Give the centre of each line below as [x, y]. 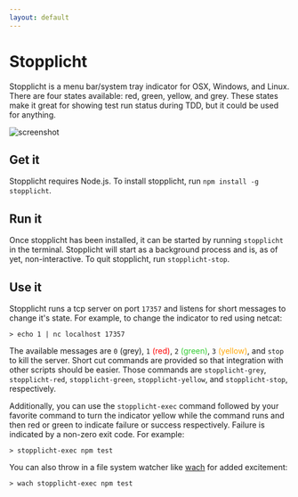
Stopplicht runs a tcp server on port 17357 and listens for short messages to [148, 309]
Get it [24, 160]
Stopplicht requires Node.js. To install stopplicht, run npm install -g [134, 181]
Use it [25, 287]
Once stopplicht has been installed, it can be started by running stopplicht [146, 240]
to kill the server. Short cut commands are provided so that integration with [146, 360]
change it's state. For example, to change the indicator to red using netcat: [146, 318]
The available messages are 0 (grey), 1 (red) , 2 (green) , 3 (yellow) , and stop [147, 351]
